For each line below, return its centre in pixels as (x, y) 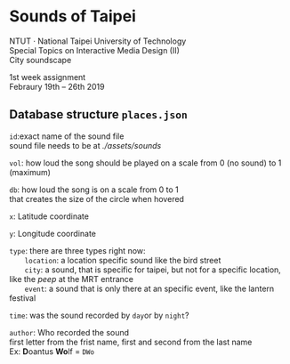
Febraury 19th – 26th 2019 (57, 86)
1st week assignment (48, 77)
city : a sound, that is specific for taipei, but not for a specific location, (153, 270)
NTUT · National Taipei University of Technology (98, 41)
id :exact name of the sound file (67, 136)
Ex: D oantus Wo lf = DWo (52, 351)
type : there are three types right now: (77, 250)
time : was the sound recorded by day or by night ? (99, 315)
